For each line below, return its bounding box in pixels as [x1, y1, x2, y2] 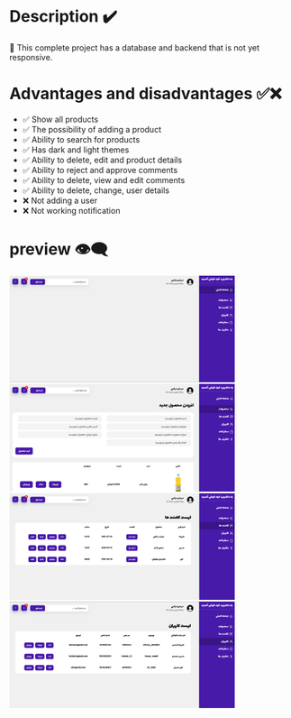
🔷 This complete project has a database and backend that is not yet [9, 41, 259, 53]
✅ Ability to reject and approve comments [22, 164, 178, 175]
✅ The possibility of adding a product [22, 124, 162, 134]
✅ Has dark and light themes [22, 144, 130, 155]
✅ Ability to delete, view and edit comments [22, 174, 186, 185]
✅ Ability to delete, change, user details [22, 185, 169, 196]
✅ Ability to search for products [22, 133, 141, 144]
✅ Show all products [22, 114, 99, 124]
